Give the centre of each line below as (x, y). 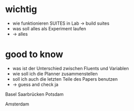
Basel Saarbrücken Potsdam (34, 94)
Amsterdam (17, 104)
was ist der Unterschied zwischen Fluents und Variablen (71, 68)
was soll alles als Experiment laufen (49, 28)
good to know (34, 54)
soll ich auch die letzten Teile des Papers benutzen (65, 79)
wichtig (21, 9)
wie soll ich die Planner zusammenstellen (55, 74)
